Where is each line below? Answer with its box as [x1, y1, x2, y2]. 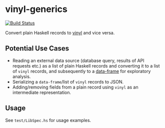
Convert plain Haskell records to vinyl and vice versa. [5, 29, 115, 35]
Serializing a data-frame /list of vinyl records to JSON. [12, 78, 124, 84]
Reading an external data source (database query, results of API [12, 57, 144, 63]
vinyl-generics [5, 3, 67, 15]
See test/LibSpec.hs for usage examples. [5, 117, 91, 123]
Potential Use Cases [5, 44, 69, 53]
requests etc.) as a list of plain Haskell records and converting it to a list [12, 62, 160, 68]
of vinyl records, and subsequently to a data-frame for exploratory [12, 68, 151, 74]
